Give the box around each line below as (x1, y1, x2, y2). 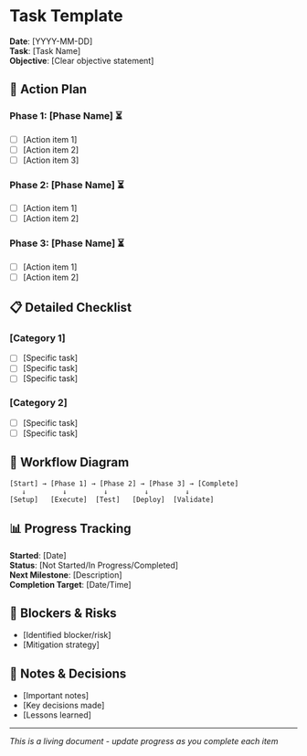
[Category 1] (9, 331, 66, 344)
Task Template (9, 5, 123, 27)
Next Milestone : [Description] (9, 569, 122, 580)
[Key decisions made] (22, 700, 105, 711)
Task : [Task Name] (9, 45, 81, 56)
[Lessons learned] (22, 709, 91, 720)
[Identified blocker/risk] (22, 630, 111, 641)
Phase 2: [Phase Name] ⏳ (9, 178, 125, 191)
